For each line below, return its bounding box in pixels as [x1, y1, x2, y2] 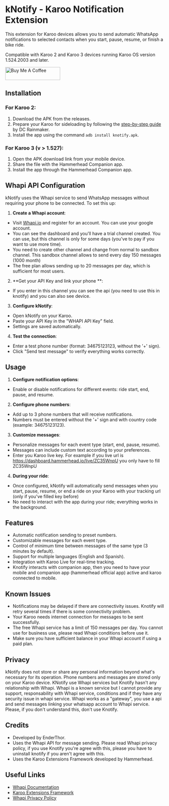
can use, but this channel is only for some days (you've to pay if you [12, 236, 155, 242]
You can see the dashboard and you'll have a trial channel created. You [12, 230, 160, 236]
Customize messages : [12, 431, 61, 438]
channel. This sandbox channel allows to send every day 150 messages [12, 252, 161, 258]
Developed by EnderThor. [12, 734, 66, 740]
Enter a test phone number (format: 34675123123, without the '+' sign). [12, 343, 160, 349]
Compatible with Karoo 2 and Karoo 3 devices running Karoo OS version [5, 52, 155, 58]
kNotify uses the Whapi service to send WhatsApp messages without [5, 195, 149, 201]
